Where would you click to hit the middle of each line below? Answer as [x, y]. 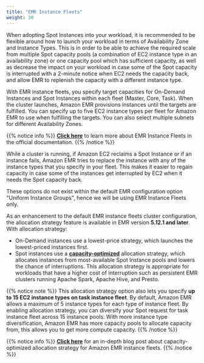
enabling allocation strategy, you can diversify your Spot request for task [97, 310]
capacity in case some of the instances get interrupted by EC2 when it [94, 173]
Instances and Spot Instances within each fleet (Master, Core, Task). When [100, 98]
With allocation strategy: [37, 228]
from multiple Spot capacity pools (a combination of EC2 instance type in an [102, 54]
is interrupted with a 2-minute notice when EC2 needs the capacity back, [98, 73]
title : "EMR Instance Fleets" [45, 12]
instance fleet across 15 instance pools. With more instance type [87, 316]
